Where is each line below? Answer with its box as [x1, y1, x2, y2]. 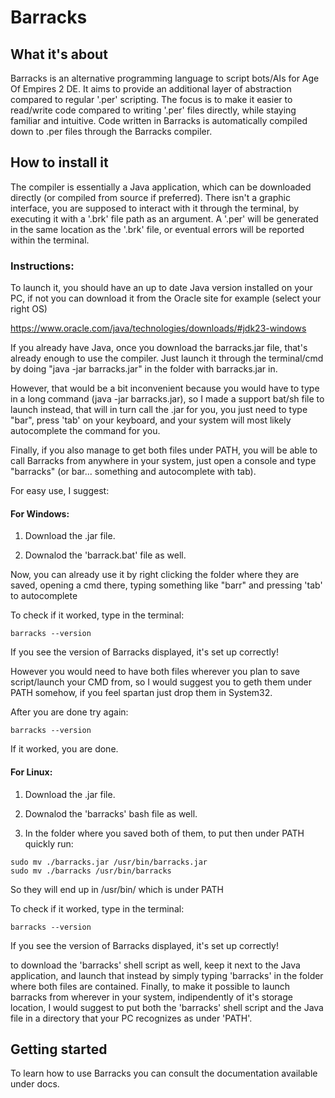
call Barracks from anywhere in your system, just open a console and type [10, 455, 317, 467]
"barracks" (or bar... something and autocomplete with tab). [10, 466, 257, 478]
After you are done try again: [10, 706, 129, 718]
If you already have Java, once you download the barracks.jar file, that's [10, 342, 308, 354]
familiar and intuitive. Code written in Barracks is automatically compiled [10, 115, 308, 126]
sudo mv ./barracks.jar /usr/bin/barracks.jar [10, 857, 208, 867]
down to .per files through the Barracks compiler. [10, 126, 213, 137]
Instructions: [10, 259, 75, 273]
